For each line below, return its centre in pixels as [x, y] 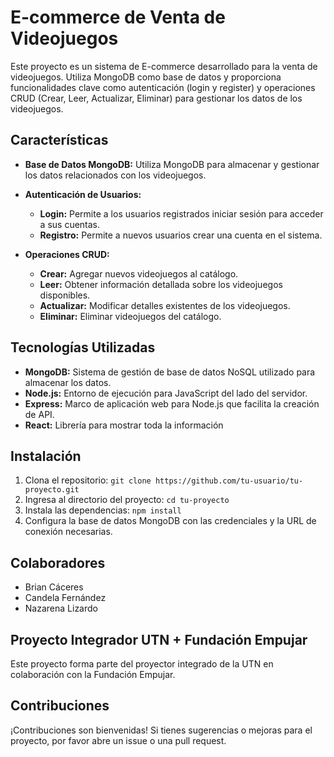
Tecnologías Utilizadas [83, 347]
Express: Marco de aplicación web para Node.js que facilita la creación [172, 403]
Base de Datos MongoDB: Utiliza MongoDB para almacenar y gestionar [172, 164]
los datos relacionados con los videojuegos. [115, 175]
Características [59, 140]
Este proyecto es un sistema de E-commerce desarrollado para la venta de [164, 66]
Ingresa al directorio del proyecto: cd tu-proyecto [127, 500]
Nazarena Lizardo [61, 608]
